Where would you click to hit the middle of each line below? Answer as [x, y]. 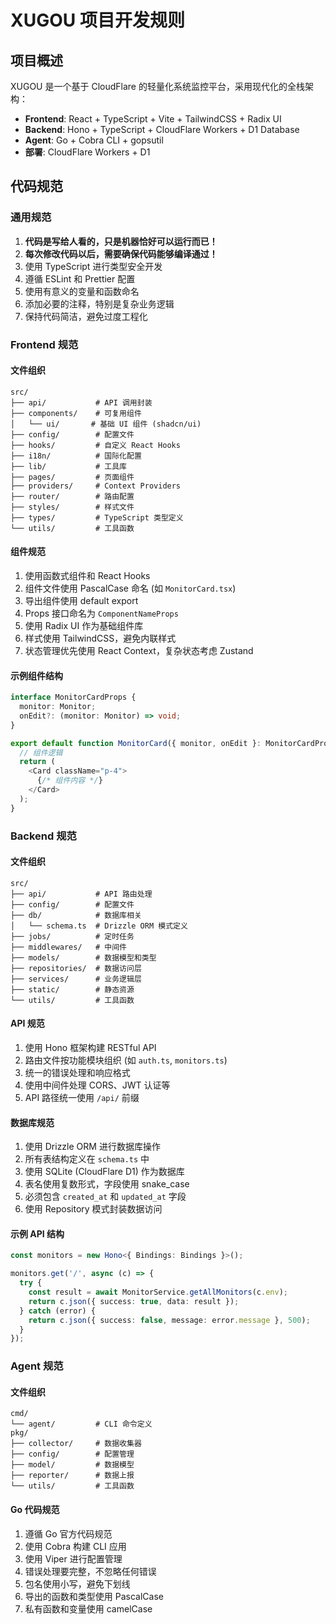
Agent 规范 [37, 1366]
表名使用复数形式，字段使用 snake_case [107, 1184]
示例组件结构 [36, 675]
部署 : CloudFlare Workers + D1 [87, 152]
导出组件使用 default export [81, 601]
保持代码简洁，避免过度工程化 [86, 316]
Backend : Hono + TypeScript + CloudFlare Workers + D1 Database [162, 129]
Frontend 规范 [44, 344]
